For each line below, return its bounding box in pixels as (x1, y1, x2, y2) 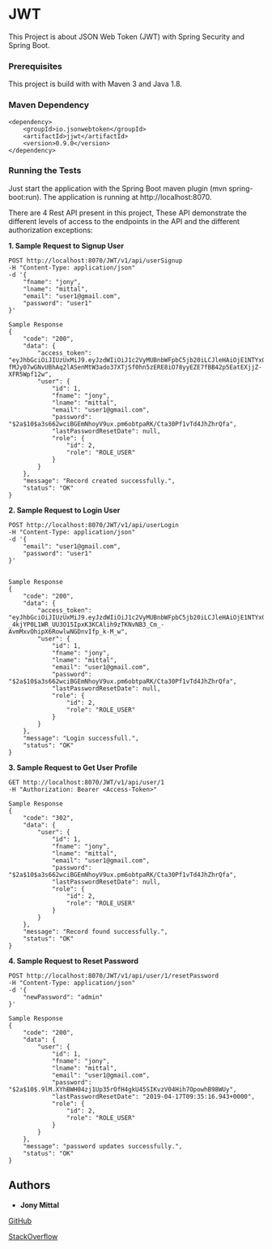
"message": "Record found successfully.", (23, 927, 168, 936)
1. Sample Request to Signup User (8, 240, 124, 250)
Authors (8, 1178, 51, 1192)
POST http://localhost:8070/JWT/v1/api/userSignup (8, 257, 183, 265)
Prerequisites (8, 60, 62, 71)
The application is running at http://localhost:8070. (43, 192, 212, 201)
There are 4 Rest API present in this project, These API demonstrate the (8, 208, 247, 218)
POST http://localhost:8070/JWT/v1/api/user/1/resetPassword (8, 971, 219, 979)
